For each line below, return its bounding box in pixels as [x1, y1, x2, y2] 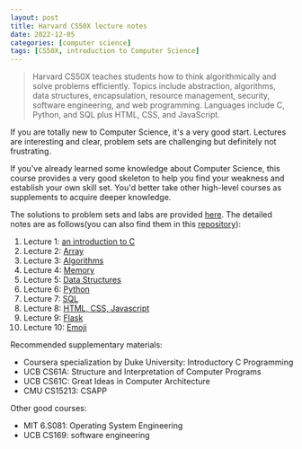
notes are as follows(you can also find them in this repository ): [10, 219, 242, 230]
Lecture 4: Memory [22, 265, 95, 276]
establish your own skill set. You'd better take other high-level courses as [10, 182, 282, 193]
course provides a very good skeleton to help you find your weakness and [10, 172, 285, 184]
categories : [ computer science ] [10, 38, 131, 48]
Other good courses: [10, 403, 87, 414]
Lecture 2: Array [22, 246, 84, 257]
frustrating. [10, 145, 52, 157]
